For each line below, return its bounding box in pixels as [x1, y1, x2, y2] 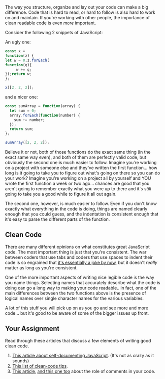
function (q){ [5, 62, 32, 67]
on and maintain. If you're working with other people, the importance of [5, 15, 150, 20]
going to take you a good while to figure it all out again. [5, 191, 117, 197]
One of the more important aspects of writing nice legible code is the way [5, 274, 155, 280]
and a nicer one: [5, 94, 38, 100]
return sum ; [9, 126, 34, 131]
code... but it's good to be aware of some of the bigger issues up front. [5, 310, 149, 316]
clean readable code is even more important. [5, 20, 96, 26]
